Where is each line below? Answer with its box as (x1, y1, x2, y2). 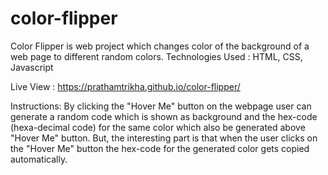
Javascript (10, 61, 54, 73)
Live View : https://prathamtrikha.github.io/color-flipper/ (10, 80, 241, 92)
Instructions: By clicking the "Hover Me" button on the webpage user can (10, 100, 312, 112)
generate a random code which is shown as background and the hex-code (10, 110, 318, 122)
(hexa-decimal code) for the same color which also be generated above (10, 121, 306, 133)
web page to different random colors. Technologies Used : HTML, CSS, (10, 50, 303, 62)
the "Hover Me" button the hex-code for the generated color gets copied (10, 142, 310, 154)
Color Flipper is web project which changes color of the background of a (10, 40, 310, 52)
